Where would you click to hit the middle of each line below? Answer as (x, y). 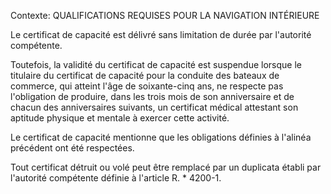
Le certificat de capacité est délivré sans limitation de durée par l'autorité (161, 34)
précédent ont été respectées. (72, 148)
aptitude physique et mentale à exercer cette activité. (120, 118)
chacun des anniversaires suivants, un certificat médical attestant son (154, 107)
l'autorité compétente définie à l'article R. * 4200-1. (116, 178)
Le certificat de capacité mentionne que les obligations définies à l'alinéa (161, 137)
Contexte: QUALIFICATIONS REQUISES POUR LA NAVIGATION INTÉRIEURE (165, 15)
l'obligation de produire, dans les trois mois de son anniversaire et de (152, 96)
